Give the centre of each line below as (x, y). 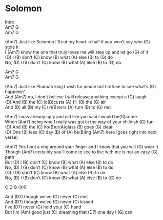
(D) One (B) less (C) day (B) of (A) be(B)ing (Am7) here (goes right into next (81, 132)
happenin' (15, 92)
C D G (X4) (16, 187)
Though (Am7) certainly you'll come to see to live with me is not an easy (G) (81, 152)
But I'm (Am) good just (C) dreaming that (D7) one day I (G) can (69, 212)
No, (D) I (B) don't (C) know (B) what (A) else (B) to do (59, 167)
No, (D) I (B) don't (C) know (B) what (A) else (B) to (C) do (63, 178)
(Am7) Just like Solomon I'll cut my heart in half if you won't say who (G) (78, 41)
